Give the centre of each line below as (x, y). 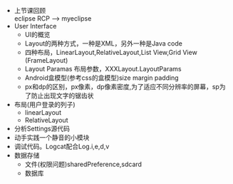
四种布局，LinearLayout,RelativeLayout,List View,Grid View (111, 52)
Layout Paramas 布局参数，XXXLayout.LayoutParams (103, 69)
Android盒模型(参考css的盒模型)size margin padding (102, 78)
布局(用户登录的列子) (45, 104)
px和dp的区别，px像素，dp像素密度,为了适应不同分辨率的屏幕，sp (122, 87)
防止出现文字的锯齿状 (62, 96)
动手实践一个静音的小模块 (52, 137)
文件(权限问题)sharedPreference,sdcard (83, 164)
